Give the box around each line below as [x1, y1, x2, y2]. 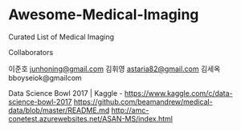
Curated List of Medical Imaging [8, 32, 115, 42]
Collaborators [8, 47, 54, 57]
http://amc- [111, 105, 149, 115]
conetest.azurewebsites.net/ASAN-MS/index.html [8, 113, 173, 123]
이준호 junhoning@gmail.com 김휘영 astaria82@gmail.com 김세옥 [8, 64, 221, 73]
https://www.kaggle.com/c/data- [124, 88, 233, 97]
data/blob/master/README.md [8, 105, 110, 115]
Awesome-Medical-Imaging [8, 6, 199, 24]
